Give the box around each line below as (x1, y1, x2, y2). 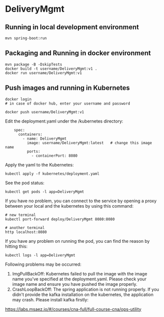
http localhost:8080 (5, 230, 47, 234)
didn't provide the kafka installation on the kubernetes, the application (12, 292, 154, 297)
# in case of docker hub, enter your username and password (5, 101, 131, 106)
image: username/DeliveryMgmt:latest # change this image (26, 140, 152, 145)
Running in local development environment (5, 23, 139, 31)
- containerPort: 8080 (31, 153, 78, 158)
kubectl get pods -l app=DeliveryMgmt (5, 189, 84, 194)
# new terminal (5, 212, 36, 217)
